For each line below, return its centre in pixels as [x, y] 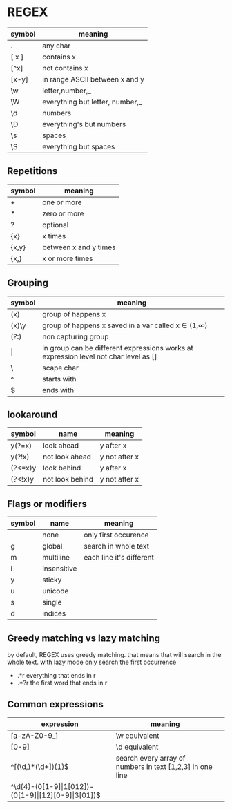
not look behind [68, 479]
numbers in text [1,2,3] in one [164, 766]
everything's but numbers [84, 124]
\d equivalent [137, 747]
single [52, 602]
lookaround [32, 414]
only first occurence [116, 535]
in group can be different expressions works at [118, 348]
